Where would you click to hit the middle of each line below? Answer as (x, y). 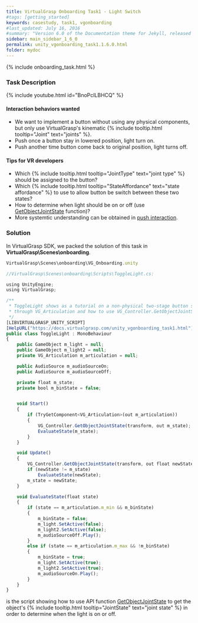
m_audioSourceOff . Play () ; (69, 535)
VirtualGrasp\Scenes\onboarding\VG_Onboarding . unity (72, 263)
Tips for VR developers (35, 160)
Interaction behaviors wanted (43, 109)
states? (23, 199)
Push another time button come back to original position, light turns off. (101, 147)
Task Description (31, 82)
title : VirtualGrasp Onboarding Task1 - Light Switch (74, 12)
